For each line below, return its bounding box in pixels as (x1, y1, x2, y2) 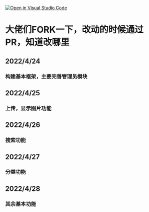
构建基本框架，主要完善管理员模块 (5, 73, 88, 80)
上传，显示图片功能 (5, 105, 52, 112)
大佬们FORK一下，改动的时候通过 (5, 24, 144, 35)
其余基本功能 (5, 200, 37, 207)
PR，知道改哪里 (5, 37, 70, 48)
